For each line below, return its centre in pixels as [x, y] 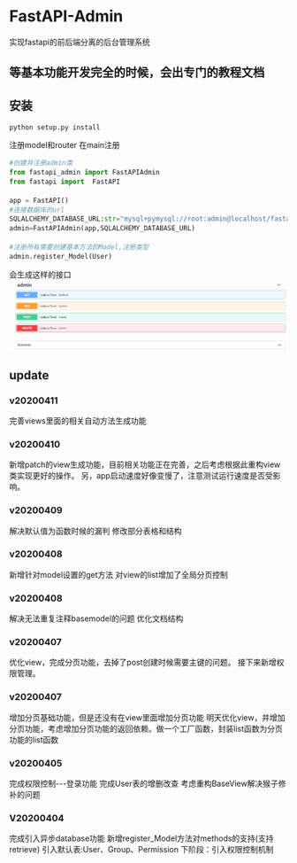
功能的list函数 [34, 739]
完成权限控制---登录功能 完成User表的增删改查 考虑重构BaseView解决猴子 [144, 783]
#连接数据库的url [37, 210]
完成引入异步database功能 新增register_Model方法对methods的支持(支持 [141, 838]
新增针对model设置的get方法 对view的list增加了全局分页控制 [118, 574]
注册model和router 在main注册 [65, 145]
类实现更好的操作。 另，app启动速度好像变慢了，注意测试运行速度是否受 [141, 476]
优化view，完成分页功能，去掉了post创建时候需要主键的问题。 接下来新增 [143, 663]
